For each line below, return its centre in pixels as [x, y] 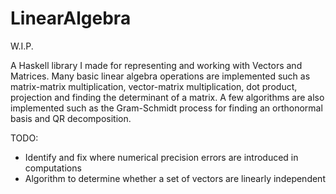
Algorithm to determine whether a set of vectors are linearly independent [175, 178]
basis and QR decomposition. [71, 118]
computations [53, 168]
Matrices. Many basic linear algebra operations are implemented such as [160, 76]
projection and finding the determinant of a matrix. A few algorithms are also [167, 97]
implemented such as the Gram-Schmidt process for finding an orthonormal [166, 108]
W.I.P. [22, 46]
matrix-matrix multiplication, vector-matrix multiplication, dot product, [154, 86]
